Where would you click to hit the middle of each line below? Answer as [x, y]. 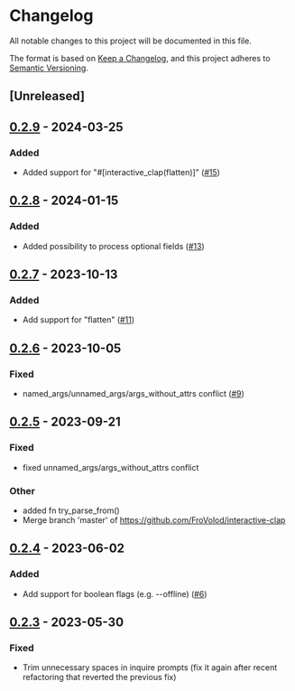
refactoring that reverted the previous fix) [99, 677]
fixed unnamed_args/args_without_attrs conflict [111, 467]
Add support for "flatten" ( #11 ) [78, 320]
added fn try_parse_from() [71, 510]
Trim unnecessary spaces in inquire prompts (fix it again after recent [150, 668]
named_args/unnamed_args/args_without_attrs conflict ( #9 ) [134, 394]
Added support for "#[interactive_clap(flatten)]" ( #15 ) [121, 173]
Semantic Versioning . [49, 68]
